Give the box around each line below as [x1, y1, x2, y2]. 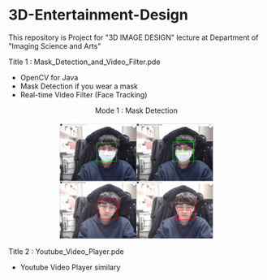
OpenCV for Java [19, 72, 79, 82]
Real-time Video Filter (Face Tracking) [19, 89, 148, 99]
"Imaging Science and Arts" [8, 41, 101, 50]
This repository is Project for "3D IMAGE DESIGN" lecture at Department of [8, 32, 259, 42]
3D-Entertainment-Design [8, 6, 188, 24]
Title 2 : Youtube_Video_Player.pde [8, 246, 124, 256]
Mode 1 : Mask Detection [94, 106, 179, 115]
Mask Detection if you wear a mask [19, 81, 139, 91]
